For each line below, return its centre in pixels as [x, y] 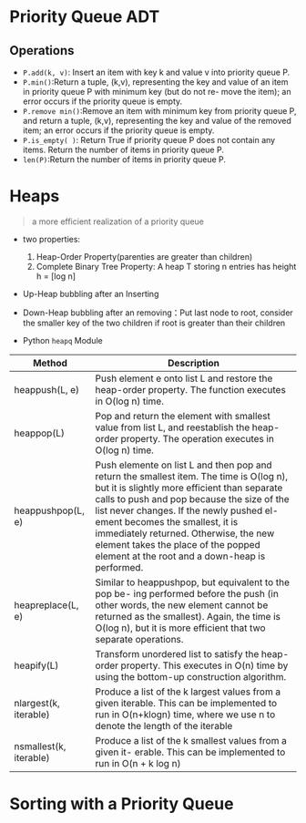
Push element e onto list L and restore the [184, 378]
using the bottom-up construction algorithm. [191, 676]
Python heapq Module [62, 340]
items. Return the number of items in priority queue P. [123, 149]
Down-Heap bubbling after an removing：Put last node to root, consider [158, 313]
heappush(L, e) [47, 389]
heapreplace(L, [46, 605]
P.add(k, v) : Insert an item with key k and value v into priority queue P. [156, 72]
